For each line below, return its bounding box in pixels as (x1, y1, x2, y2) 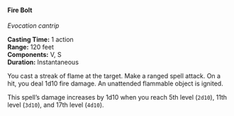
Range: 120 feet (7, 43, 55, 51)
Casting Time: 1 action (7, 36, 74, 44)
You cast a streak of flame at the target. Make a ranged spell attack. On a (7, 72, 221, 80)
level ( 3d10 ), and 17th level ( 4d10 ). (7, 100, 104, 110)
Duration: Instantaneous (7, 58, 79, 67)
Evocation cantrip (7, 21, 60, 30)
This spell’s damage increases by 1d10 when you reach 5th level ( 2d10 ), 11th (7, 93, 228, 102)
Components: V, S (7, 51, 62, 59)
